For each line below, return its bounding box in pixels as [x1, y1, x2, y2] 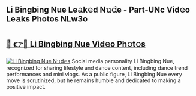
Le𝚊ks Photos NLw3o [6, 14, 88, 24]
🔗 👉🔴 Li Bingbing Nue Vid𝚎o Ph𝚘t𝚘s [6, 39, 146, 49]
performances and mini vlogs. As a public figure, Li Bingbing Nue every [6, 71, 183, 78]
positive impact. [6, 83, 46, 90]
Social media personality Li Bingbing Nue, [71, 58, 175, 64]
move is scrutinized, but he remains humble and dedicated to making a [6, 77, 181, 84]
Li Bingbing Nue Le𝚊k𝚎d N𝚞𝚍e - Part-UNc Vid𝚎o [6, 5, 191, 15]
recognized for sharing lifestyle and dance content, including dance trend [6, 64, 188, 71]
